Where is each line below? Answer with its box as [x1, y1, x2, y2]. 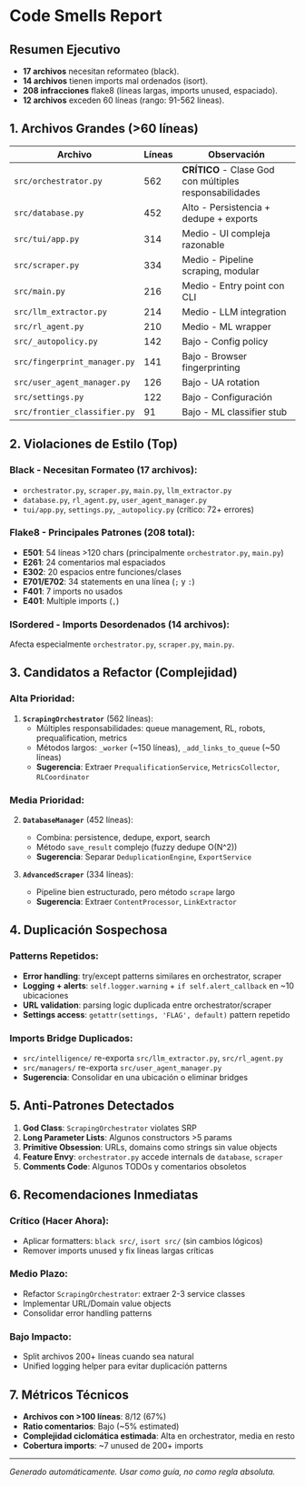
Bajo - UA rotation [182, 376, 261, 388]
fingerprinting [182, 361, 241, 374]
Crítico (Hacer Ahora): [9, 1215, 110, 1228]
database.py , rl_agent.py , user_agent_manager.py [22, 494, 207, 505]
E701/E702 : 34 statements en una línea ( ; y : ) [22, 576, 195, 587]
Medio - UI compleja [182, 226, 271, 239]
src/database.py [14, 207, 84, 218]
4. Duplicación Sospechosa [9, 922, 168, 938]
